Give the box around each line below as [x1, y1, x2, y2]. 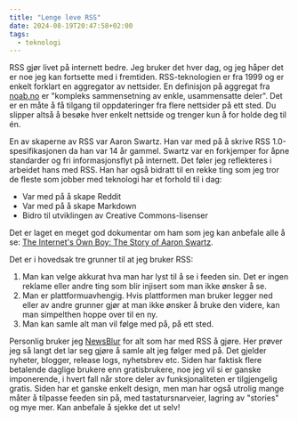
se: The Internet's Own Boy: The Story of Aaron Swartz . [9, 237, 213, 247]
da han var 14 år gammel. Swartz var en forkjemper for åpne [68, 146, 290, 157]
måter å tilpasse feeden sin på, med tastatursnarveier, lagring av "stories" [9, 393, 279, 403]
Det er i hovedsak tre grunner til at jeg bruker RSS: [9, 255, 194, 265]
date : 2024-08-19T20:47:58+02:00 [9, 21, 133, 30]
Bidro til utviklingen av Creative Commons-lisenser [21, 210, 209, 221]
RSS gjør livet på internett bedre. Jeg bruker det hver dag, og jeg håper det [9, 62, 285, 73]
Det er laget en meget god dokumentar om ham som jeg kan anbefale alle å [9, 228, 286, 239]
